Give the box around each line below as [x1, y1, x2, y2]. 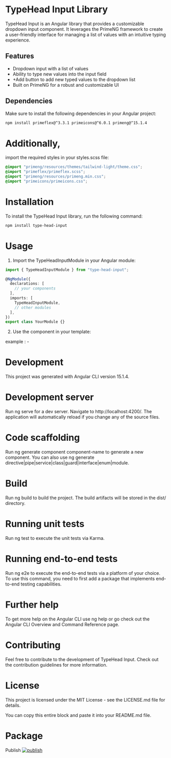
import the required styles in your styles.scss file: [5, 154, 109, 161]
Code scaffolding [5, 432, 80, 443]
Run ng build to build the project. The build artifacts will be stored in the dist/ [5, 495, 166, 501]
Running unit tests [5, 518, 85, 530]
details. [5, 702, 21, 708]
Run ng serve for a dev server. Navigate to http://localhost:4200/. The [5, 409, 152, 415]
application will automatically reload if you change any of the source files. [5, 414, 160, 420]
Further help [5, 599, 59, 611]
